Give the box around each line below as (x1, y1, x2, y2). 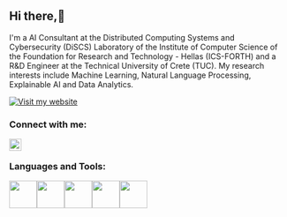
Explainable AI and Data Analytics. (9, 79, 134, 89)
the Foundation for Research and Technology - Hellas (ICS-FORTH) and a (9, 50, 276, 62)
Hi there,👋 (9, 9, 66, 24)
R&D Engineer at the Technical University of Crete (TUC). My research (9, 60, 265, 71)
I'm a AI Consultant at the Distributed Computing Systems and (9, 32, 235, 42)
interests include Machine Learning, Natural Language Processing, (9, 70, 252, 80)
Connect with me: (9, 118, 87, 131)
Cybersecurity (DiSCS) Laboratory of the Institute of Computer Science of (9, 41, 278, 52)
